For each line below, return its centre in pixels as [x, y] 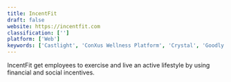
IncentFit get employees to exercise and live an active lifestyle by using [109, 65]
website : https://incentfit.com [54, 26]
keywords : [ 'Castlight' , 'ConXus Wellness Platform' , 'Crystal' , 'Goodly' [117, 45]
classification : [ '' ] [38, 33]
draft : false [26, 20]
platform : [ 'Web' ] [34, 39]
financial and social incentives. [51, 72]
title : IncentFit [32, 13]
